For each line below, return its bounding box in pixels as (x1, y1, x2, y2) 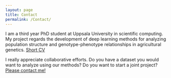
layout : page (5, 7, 33, 13)
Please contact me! (5, 67, 46, 73)
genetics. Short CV (5, 47, 45, 53)
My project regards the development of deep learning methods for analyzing (5, 36, 166, 42)
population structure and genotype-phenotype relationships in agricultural (5, 42, 162, 48)
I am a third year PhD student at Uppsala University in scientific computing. (5, 31, 163, 37)
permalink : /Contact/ (5, 17, 52, 22)
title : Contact (5, 12, 38, 17)
